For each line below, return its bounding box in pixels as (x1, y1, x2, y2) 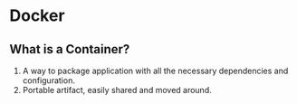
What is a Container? (9, 42, 130, 57)
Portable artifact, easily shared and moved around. (22, 85, 213, 95)
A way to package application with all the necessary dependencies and (22, 65, 289, 76)
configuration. (22, 75, 75, 86)
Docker (9, 5, 65, 26)
